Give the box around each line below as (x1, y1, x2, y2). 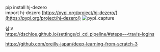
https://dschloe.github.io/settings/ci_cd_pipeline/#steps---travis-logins (5, 31, 155, 37)
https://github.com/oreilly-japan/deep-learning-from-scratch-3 (5, 41, 138, 47)
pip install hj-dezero (5, 5, 47, 10)
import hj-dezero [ (5, 10, 44, 16)
